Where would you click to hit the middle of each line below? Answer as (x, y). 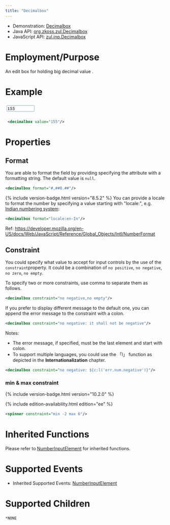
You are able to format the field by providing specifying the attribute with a (83, 173)
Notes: (12, 333)
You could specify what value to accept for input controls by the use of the (83, 262)
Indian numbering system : (32, 209)
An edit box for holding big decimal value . (49, 71)
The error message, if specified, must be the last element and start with (88, 343)
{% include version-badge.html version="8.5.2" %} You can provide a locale (85, 198)
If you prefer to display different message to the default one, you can (77, 308)
